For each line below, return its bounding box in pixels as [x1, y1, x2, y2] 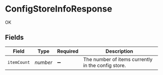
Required [57, 47, 79, 54]
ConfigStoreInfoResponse [5, 3, 113, 15]
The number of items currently [83, 56, 153, 62]
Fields [5, 33, 24, 42]
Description [105, 47, 133, 54]
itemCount [7, 60, 30, 65]
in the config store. [83, 62, 126, 69]
